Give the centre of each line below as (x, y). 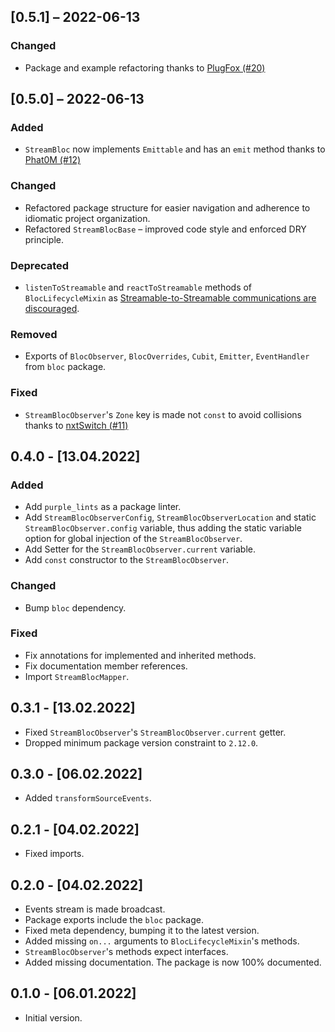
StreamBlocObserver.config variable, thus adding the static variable (163, 528)
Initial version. (53, 1017)
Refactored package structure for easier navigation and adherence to (167, 207)
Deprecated (40, 265)
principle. (44, 239)
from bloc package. (65, 367)
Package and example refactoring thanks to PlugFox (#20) (145, 67)
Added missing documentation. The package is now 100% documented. (173, 962)
